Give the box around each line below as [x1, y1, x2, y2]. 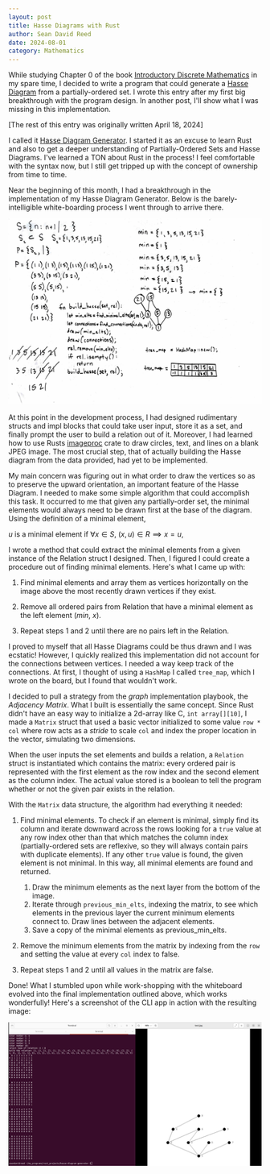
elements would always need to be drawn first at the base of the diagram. [8, 504, 252, 515]
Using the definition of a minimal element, [8, 513, 146, 523]
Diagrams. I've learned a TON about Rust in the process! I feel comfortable [8, 153, 256, 163]
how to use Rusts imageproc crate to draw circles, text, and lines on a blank [8, 438, 260, 447]
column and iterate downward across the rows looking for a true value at [19, 823, 262, 833]
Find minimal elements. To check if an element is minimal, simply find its [19, 815, 260, 825]
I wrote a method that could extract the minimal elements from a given [8, 545, 241, 554]
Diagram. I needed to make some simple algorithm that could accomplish [8, 487, 250, 497]
